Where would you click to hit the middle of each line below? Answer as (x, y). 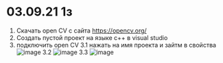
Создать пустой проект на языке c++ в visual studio (92, 37)
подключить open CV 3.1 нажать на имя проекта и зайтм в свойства (116, 45)
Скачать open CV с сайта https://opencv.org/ (81, 30)
